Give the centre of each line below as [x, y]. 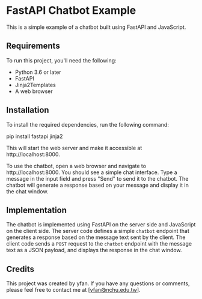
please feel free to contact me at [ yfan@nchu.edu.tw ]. [73, 290]
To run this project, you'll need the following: [61, 60]
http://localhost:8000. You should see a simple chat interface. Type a [92, 172]
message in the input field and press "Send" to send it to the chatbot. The [97, 178]
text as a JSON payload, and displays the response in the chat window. [94, 250]
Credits [20, 269]
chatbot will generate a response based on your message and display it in [98, 185]
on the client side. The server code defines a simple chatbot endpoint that [98, 231]
